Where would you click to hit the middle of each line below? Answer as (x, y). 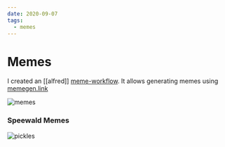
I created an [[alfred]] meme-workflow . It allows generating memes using (113, 81)
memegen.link (28, 89)
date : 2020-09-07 (33, 14)
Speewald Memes (39, 120)
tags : (15, 20)
